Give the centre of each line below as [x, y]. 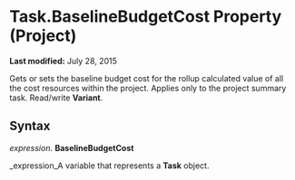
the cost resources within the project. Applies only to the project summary [148, 88]
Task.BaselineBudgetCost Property [146, 17]
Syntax [30, 126]
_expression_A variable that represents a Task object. [109, 166]
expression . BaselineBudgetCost [72, 147]
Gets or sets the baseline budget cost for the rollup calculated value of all [147, 78]
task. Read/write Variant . [56, 98]
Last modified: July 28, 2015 [64, 61]
